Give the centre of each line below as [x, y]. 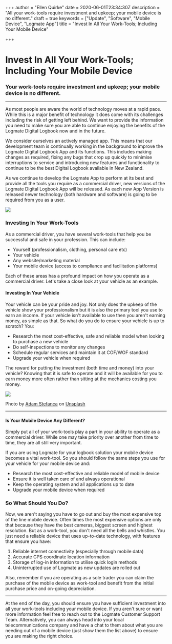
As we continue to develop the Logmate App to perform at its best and [79, 178]
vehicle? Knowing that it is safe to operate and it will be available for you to [84, 373]
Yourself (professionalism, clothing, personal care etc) [70, 249]
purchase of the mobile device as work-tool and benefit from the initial [80, 583]
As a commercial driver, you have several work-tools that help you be [78, 234]
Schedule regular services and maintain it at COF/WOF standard [80, 352]
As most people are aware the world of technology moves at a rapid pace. [83, 109]
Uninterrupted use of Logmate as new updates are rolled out [77, 568]
